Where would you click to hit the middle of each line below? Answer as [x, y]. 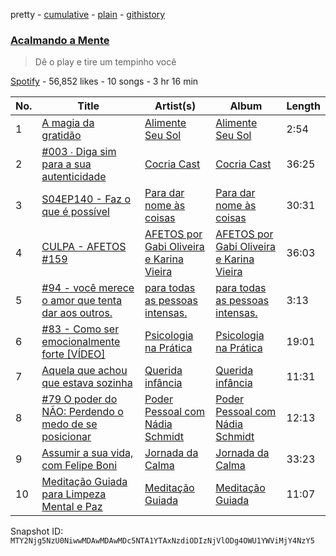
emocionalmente [81, 342]
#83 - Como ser [80, 329]
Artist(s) [175, 106]
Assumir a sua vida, [87, 453]
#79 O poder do [79, 399]
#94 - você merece [88, 288]
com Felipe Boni [79, 466]
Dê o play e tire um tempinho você [105, 62]
